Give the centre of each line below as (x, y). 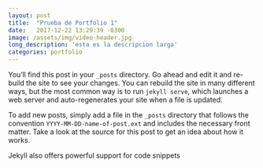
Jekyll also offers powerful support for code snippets (94, 155)
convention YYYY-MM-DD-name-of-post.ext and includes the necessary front (129, 123)
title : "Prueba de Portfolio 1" (63, 23)
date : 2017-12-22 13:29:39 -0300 (67, 30)
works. (19, 140)
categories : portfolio (45, 52)
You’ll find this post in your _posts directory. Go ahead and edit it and (120, 75)
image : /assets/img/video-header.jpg (70, 37)
